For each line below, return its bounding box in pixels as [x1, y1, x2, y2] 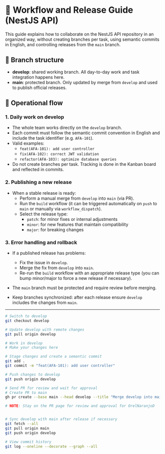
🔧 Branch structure [5, 56, 64, 64]
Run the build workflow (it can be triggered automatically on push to [19, 200, 157, 206]
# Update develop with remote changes [5, 327, 84, 332]
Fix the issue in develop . [19, 260, 68, 266]
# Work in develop [5, 340, 43, 346]
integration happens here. [12, 74, 65, 80]
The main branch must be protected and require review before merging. [12, 285, 157, 291]
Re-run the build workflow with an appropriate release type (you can [19, 270, 160, 276]
